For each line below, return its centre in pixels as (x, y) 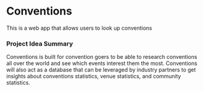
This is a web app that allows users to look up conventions (79, 28)
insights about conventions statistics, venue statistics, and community (94, 76)
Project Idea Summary (40, 44)
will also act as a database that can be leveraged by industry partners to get (101, 70)
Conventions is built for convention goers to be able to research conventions (102, 57)
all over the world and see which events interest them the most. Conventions (102, 63)
